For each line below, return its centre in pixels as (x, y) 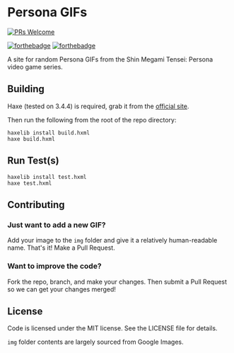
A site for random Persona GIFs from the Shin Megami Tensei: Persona (110, 59)
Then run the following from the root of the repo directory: (92, 120)
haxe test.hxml (30, 183)
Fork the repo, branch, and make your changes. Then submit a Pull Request (117, 282)
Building (26, 89)
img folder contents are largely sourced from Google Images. (95, 342)
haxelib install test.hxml (47, 177)
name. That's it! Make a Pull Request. (61, 248)
